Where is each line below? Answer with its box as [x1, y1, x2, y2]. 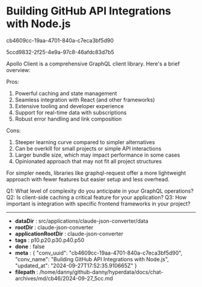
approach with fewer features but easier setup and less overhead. [6, 175, 170, 183]
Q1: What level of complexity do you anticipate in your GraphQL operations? [6, 187, 194, 195]
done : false [14, 243, 45, 250]
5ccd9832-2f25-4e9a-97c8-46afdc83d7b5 [6, 48, 114, 55]
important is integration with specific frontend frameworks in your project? [6, 200, 191, 207]
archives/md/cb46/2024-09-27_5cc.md [14, 274, 113, 282]
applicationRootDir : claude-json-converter [14, 230, 123, 237]
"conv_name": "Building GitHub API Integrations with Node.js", [14, 255, 170, 262]
